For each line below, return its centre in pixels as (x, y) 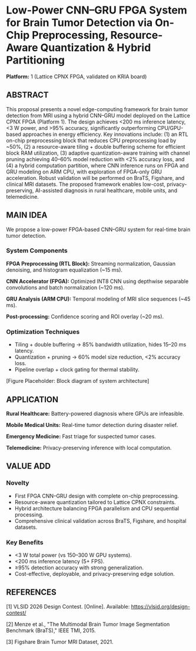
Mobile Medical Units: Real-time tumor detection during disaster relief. (92, 425)
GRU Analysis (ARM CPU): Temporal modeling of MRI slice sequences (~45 (98, 299)
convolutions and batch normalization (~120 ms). (65, 287)
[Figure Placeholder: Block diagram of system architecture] (78, 381)
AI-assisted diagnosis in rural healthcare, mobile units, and (106, 190)
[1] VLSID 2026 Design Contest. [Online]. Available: (68, 606)
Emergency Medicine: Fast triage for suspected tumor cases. (81, 436)
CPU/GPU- (170, 128)
